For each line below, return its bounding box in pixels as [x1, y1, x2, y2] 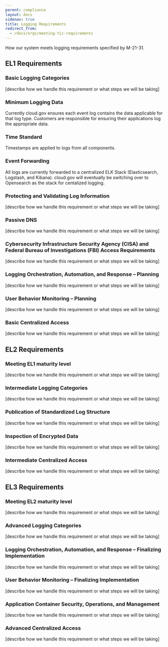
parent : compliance [5, 7, 46, 13]
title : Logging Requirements [5, 21, 66, 27]
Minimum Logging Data [5, 98, 63, 106]
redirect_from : [5, 26, 37, 31]
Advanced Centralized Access [5, 625, 81, 632]
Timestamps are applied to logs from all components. [5, 145, 116, 151]
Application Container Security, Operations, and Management [5, 601, 160, 608]
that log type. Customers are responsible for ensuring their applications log [5, 115, 161, 121]
